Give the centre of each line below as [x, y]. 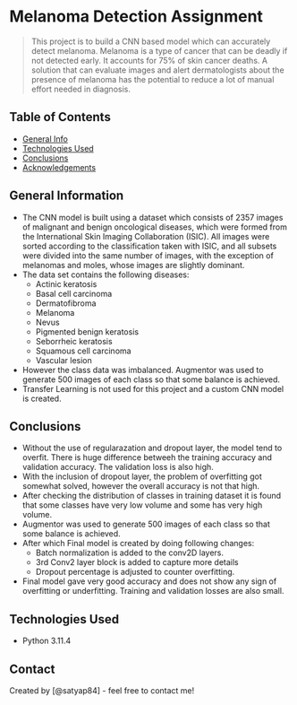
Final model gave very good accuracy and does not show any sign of [149, 581]
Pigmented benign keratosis [87, 331]
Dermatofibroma [66, 303]
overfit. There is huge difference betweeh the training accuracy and [147, 457]
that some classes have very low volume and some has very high [142, 505]
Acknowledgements [59, 167]
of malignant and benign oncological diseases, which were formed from [155, 227]
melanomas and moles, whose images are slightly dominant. [133, 265]
